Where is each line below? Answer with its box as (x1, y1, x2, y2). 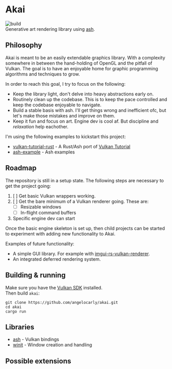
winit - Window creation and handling (12, 342, 92, 348)
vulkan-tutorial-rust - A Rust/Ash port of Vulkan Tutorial (12, 143, 131, 149)
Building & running (5, 271, 66, 280)
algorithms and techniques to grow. (5, 71, 81, 77)
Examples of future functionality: (5, 240, 74, 247)
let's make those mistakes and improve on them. (12, 112, 116, 119)
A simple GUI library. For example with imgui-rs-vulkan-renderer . (12, 250, 150, 257)
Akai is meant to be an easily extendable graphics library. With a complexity (5, 54, 165, 61)
